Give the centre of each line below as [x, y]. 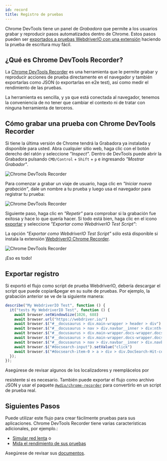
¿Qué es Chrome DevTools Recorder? [64, 60]
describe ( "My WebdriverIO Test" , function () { [55, 305]
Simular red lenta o [32, 438]
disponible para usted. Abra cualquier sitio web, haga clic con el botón [77, 149]
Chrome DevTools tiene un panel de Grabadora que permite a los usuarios [81, 28]
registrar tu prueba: [25, 194]
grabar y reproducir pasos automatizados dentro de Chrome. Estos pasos [81, 34]
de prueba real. [21, 390]
